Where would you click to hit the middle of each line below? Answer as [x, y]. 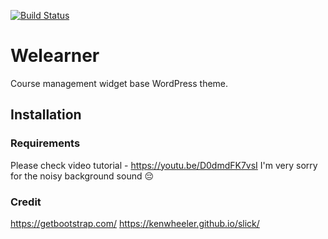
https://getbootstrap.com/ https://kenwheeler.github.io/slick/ [135, 223]
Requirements [45, 143]
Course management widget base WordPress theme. [119, 83]
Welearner [55, 56]
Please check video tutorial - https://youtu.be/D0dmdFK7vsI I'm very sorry [164, 165]
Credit [26, 202]
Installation [46, 115]
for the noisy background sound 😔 [82, 176]
